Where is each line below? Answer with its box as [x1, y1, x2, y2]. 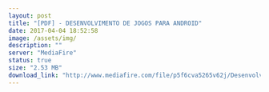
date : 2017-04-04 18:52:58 [8, 26, 98, 34]
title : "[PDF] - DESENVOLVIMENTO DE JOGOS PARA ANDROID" [8, 19, 203, 27]
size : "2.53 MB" [8, 64, 62, 72]
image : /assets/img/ [8, 34, 78, 42]
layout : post [8, 11, 52, 20]
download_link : [8, 71, 59, 79]
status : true [8, 57, 52, 65]
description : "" [8, 42, 62, 50]
